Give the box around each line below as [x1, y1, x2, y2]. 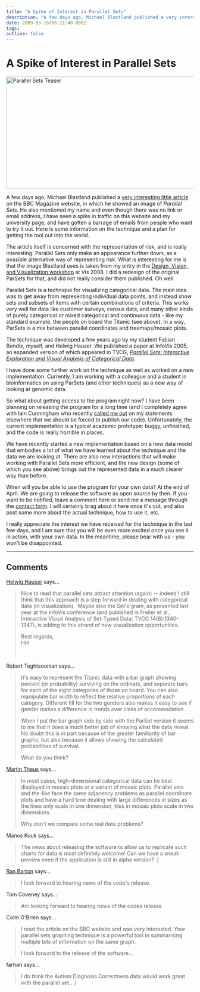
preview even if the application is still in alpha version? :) [20, 856, 160, 863]
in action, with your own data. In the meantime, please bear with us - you [6, 533, 185, 540]
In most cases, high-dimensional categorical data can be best [20, 777, 173, 784]
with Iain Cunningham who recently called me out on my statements [6, 410, 173, 417]
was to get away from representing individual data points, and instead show [6, 293, 192, 300]
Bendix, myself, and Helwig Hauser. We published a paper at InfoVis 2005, [6, 342, 189, 349]
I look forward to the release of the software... [20, 949, 134, 957]
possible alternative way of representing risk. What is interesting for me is [6, 256, 187, 263]
